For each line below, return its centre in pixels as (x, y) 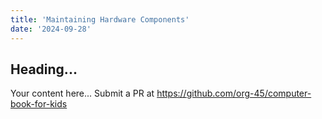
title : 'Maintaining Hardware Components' (100, 19)
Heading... (44, 69)
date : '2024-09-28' (51, 29)
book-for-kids (39, 104)
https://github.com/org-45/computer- (234, 93)
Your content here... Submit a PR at (82, 93)
